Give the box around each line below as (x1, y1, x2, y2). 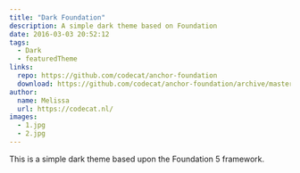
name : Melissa (17, 95, 70, 105)
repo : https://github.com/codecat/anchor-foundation (17, 71, 218, 80)
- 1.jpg (17, 121, 46, 130)
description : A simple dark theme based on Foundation (9, 21, 218, 30)
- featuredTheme (17, 54, 78, 63)
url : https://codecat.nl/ (17, 104, 114, 113)
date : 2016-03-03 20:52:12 (9, 29, 110, 38)
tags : (9, 37, 29, 47)
